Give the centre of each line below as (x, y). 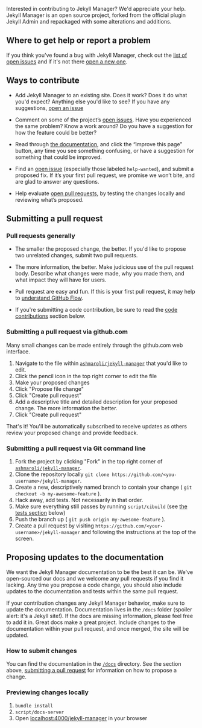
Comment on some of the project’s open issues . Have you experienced (103, 120)
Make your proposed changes (52, 382)
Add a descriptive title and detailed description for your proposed (96, 402)
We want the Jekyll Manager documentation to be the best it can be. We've (100, 572)
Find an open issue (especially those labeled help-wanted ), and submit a (104, 169)
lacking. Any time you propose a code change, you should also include (94, 585)
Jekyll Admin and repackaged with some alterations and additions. (89, 21)
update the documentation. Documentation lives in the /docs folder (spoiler (99, 609)
